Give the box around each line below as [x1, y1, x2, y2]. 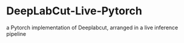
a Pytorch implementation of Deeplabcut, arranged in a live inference [6, 24, 179, 31]
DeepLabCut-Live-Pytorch [6, 4, 142, 18]
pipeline [6, 30, 26, 37]
